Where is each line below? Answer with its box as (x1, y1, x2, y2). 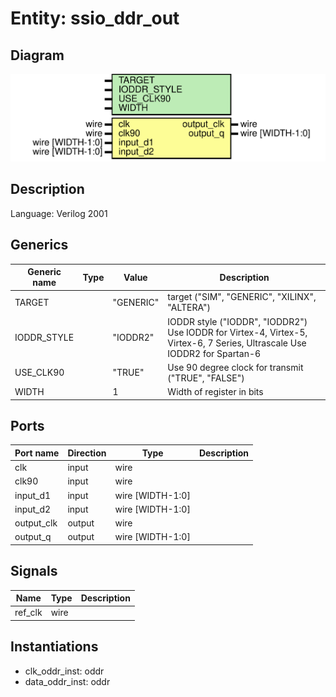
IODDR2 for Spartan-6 (167, 347, 262, 359)
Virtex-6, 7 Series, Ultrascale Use (167, 337, 307, 349)
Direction (67, 447, 107, 459)
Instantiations (10, 638, 99, 656)
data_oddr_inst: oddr (24, 675, 111, 687)
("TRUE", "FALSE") (167, 372, 245, 384)
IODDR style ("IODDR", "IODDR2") (167, 315, 308, 327)
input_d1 (14, 489, 52, 501)
